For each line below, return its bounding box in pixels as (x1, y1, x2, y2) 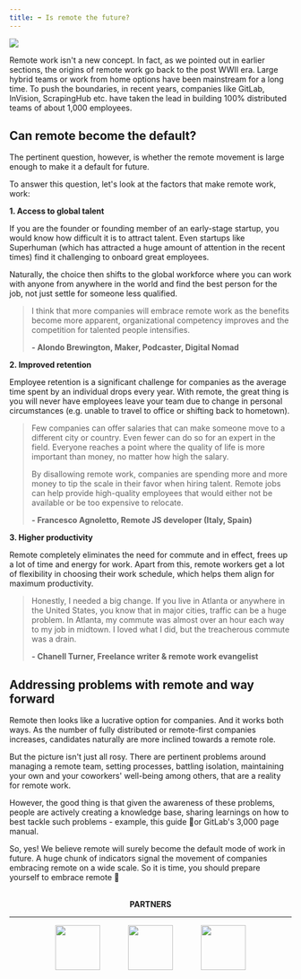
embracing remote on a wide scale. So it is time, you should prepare (9, 862, 261, 873)
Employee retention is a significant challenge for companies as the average (9, 377, 287, 388)
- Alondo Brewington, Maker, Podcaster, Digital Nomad (30, 342, 239, 353)
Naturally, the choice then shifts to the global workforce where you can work (9, 269, 292, 280)
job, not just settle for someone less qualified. (9, 288, 177, 299)
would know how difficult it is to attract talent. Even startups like (9, 232, 245, 243)
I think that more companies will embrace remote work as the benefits (30, 306, 289, 317)
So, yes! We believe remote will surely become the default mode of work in (9, 844, 286, 854)
